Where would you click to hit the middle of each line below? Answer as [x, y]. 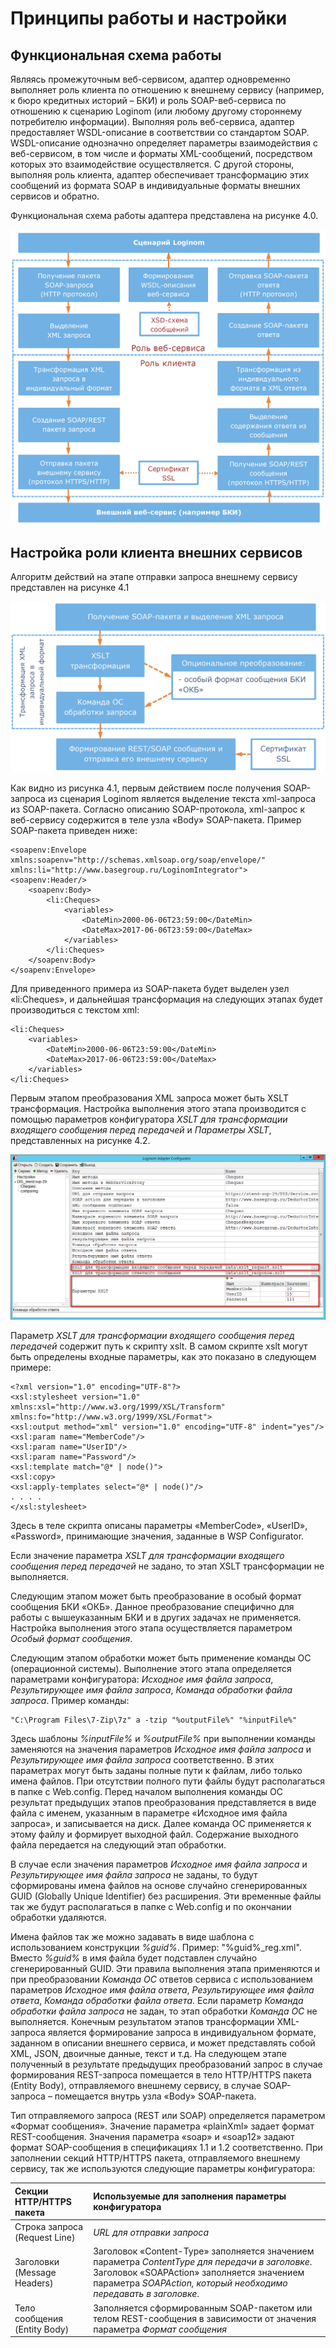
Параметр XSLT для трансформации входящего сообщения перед [152, 1336]
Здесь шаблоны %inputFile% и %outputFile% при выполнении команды [163, 1739]
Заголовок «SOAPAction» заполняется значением [199, 2273]
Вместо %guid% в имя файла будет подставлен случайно [134, 1958]
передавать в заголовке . [146, 2294]
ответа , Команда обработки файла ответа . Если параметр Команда [157, 2001]
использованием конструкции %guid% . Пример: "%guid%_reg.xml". [156, 1948]
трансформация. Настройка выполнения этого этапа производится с [158, 1108]
